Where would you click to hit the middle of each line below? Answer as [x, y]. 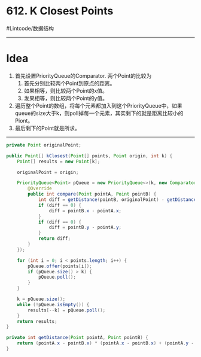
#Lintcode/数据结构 [30, 28]
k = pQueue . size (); [41, 299]
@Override [40, 189]
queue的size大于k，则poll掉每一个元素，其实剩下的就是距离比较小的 [99, 113]
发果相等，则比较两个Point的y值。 [66, 98]
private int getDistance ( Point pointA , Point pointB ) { [77, 338]
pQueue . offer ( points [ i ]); [60, 266]
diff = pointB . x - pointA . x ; [85, 210]
